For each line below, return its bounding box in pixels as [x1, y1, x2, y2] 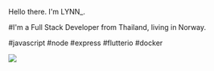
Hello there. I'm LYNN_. [8, 7, 86, 16]
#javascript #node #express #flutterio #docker [8, 38, 163, 48]
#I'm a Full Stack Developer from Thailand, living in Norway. [8, 23, 207, 31]
